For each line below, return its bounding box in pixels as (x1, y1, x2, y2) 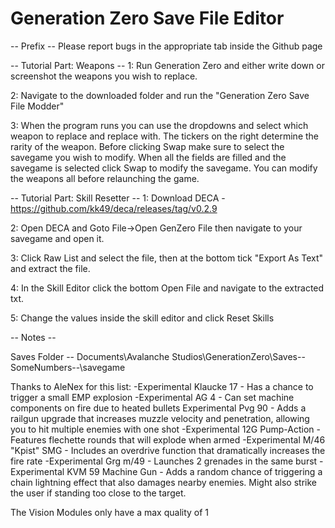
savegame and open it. (10, 232, 105, 244)
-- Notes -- (10, 331, 57, 343)
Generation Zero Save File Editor (10, 7, 285, 30)
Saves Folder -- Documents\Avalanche (10, 350, 170, 362)
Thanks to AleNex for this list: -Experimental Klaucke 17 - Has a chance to (10, 380, 314, 392)
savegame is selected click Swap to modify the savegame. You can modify (10, 162, 318, 174)
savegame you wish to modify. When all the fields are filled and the (10, 151, 287, 163)
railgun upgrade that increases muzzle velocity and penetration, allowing (10, 412, 310, 424)
